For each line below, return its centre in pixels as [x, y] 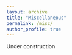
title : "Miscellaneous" [37, 18]
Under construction [31, 46]
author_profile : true [34, 29]
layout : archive [27, 12]
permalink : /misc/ [30, 23]
